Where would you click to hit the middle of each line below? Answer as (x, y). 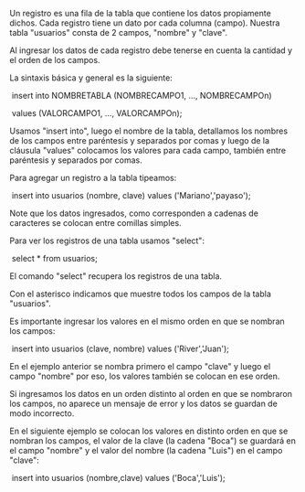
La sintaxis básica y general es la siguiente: (91, 78)
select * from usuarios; (54, 258)
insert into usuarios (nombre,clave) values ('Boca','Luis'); (118, 478)
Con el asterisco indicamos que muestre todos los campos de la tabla (141, 294)
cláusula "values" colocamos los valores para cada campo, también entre (148, 150)
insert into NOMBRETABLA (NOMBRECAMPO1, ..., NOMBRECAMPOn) (142, 96)
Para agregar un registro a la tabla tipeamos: (93, 178)
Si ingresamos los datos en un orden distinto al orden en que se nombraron (151, 394)
